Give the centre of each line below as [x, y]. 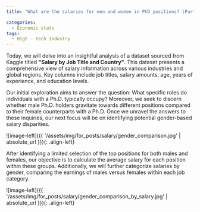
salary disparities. [28, 124]
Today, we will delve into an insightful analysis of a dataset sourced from [95, 56]
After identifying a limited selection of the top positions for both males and [97, 154]
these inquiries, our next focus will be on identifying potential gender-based [99, 118]
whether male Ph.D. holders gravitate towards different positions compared [98, 105]
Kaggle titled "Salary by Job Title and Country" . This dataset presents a [95, 62]
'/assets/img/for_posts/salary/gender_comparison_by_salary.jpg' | [87, 197]
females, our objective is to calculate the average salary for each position [96, 160]
